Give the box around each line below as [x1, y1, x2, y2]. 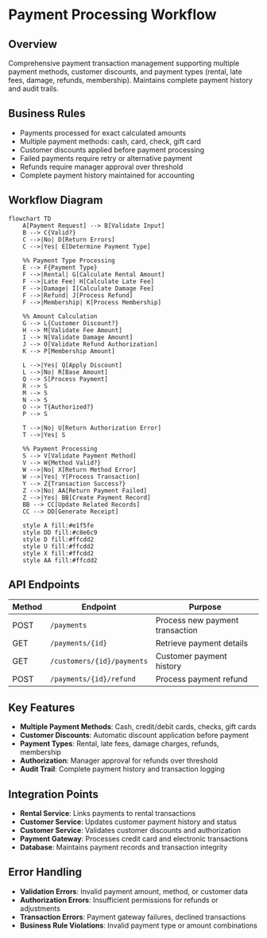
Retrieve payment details [155, 638, 249, 649]
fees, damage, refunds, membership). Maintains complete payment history [8, 76, 253, 84]
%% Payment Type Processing [22, 257, 115, 265]
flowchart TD [8, 214, 52, 222]
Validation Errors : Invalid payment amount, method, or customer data [19, 886, 249, 896]
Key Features [8, 701, 75, 714]
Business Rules [8, 107, 86, 120]
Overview [8, 37, 58, 51]
